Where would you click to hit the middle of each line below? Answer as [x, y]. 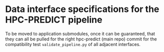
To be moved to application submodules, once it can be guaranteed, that [80, 33]
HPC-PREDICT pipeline [54, 20]
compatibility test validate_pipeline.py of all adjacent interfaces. [73, 44]
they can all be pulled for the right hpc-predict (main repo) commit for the [81, 39]
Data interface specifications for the [82, 9]
